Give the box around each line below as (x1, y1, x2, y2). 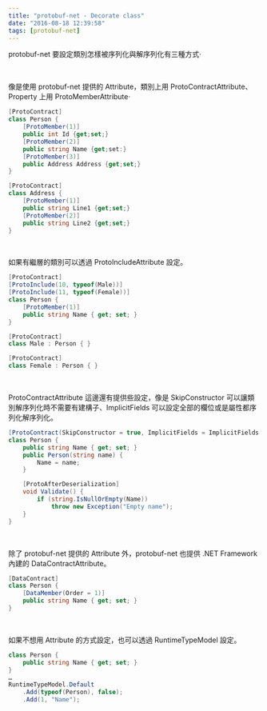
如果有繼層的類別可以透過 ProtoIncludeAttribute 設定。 (8, 258, 188, 267)
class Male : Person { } (8, 340, 91, 348)
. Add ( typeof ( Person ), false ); (22, 689, 124, 697)
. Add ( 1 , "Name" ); (22, 696, 81, 704)
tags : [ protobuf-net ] (8, 26, 81, 34)
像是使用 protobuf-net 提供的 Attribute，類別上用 (8, 82, 169, 92)
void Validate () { (22, 488, 84, 496)
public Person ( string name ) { (22, 451, 124, 459)
